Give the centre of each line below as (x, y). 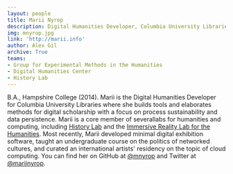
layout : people (29, 13)
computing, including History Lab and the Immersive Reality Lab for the (109, 127)
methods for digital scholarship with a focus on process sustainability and (112, 112)
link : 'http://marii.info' (46, 39)
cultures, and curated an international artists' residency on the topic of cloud (116, 148)
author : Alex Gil (32, 46)
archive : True (28, 52)
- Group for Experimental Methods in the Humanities (85, 65)
